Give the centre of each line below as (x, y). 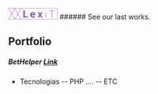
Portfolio (30, 41)
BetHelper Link (33, 62)
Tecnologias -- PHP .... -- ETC (68, 81)
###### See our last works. (105, 17)
